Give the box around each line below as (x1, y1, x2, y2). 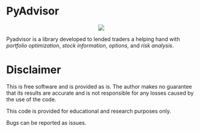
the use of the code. (6, 95, 57, 103)
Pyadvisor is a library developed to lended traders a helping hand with (6, 35, 180, 43)
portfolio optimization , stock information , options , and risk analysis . (6, 42, 174, 49)
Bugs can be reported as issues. (6, 119, 87, 126)
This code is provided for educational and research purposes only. (6, 107, 172, 115)
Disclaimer (6, 63, 61, 77)
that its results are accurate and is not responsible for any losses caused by (6, 89, 194, 96)
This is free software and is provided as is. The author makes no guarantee (6, 83, 192, 90)
